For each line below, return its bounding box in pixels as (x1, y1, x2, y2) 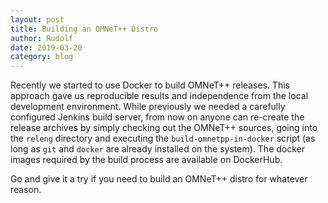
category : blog (10, 52, 74, 62)
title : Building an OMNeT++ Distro (10, 24, 159, 34)
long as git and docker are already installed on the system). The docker (10, 143, 305, 155)
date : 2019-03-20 (10, 42, 83, 53)
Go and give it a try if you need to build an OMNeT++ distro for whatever (10, 173, 308, 185)
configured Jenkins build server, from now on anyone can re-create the (10, 111, 305, 123)
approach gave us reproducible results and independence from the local (10, 90, 309, 102)
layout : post (10, 14, 65, 25)
